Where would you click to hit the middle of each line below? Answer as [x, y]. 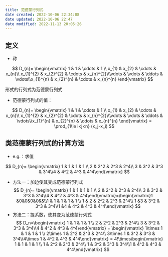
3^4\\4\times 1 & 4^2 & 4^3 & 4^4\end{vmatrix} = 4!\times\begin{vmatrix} [88, 238]
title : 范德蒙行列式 [24, 10]
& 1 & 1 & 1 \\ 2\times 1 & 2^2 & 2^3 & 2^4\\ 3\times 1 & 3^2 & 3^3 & [88, 233]
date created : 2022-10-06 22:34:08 [42, 15]
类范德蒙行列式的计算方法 [45, 143]
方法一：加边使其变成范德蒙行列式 [48, 182]
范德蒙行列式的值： [32, 100]
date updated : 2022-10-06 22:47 [39, 19]
